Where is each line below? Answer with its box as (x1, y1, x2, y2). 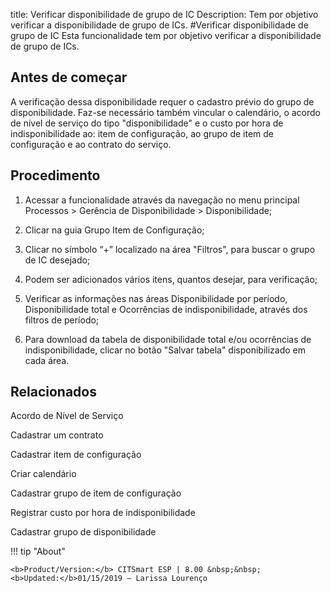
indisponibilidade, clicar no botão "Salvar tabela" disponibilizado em (24, 344, 307, 356)
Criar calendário (10, 468, 77, 480)
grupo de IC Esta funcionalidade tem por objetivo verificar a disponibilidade (10, 30, 322, 41)
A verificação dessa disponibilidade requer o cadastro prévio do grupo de (10, 95, 315, 108)
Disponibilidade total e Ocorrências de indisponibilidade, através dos (24, 303, 308, 315)
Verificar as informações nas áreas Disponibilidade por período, (24, 292, 288, 304)
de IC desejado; (24, 254, 91, 266)
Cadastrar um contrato (10, 429, 104, 441)
